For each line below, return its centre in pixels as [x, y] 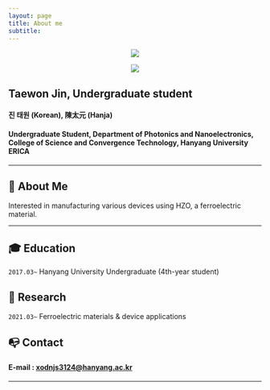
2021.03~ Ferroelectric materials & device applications [97, 316]
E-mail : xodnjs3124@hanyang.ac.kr [70, 367]
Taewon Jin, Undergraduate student [100, 93]
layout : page [30, 16]
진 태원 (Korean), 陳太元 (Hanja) [61, 115]
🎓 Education [42, 248]
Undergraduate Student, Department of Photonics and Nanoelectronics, [131, 134]
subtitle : [25, 31]
